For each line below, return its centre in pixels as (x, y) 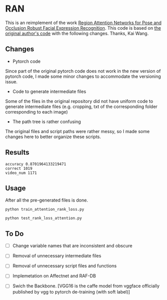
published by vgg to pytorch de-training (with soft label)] (71, 291)
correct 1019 (19, 168)
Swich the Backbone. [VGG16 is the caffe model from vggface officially (86, 286)
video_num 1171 (21, 173)
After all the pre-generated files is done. (47, 200)
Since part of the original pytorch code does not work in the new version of (83, 71)
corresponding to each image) (36, 112)
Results (17, 153)
